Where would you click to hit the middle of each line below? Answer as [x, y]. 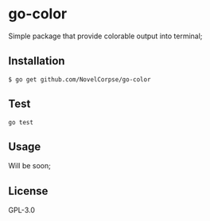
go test [21, 122]
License [28, 191]
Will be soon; [30, 166]
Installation [37, 61]
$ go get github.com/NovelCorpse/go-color [80, 79]
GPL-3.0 [22, 210]
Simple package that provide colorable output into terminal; [105, 36]
